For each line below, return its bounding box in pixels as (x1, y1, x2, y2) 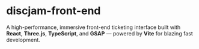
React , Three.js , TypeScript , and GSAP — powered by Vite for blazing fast (6, 30, 194, 37)
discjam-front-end (6, 4, 101, 18)
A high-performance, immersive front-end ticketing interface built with (6, 24, 181, 31)
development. (6, 36, 40, 43)
